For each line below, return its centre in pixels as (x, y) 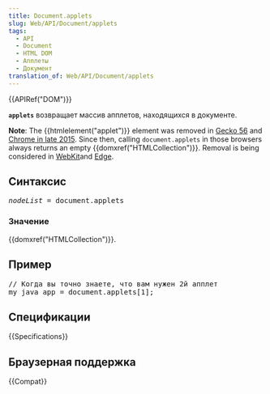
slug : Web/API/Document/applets (63, 23)
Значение (29, 222)
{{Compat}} (28, 382)
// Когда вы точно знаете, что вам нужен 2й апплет (114, 284)
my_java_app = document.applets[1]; (81, 292)
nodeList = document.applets (66, 201)
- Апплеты (32, 61)
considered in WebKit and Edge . (61, 156)
